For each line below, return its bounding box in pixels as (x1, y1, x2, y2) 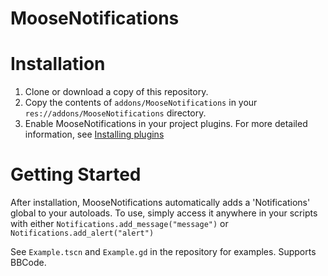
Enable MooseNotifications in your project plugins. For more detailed (24, 118, 308, 130)
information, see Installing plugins (24, 128, 165, 141)
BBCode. (10, 257, 47, 269)
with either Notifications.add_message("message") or (10, 218, 229, 230)
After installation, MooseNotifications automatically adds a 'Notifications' (10, 197, 311, 209)
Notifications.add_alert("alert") (10, 228, 155, 239)
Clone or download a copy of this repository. (24, 86, 209, 98)
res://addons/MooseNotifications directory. (24, 107, 207, 119)
